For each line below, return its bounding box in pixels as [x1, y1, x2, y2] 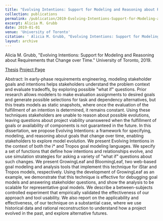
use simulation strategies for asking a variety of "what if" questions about [5, 153, 152, 159]
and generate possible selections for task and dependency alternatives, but [5, 97, 156, 102]
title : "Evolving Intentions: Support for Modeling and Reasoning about [5, 7, 155, 12]
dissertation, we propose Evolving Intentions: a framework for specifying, [5, 127, 152, 134]
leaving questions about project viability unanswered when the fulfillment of [5, 117, 157, 123]
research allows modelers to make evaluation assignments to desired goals [5, 91, 155, 97]
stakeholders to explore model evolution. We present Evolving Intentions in [5, 138, 154, 144]
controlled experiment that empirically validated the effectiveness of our [5, 189, 149, 195]
